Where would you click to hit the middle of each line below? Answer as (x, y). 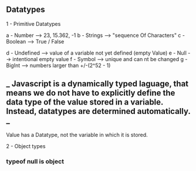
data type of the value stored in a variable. (85, 102)
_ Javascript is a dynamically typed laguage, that (97, 84)
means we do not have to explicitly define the (91, 93)
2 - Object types (26, 146)
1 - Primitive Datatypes (33, 24)
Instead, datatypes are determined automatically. (98, 111)
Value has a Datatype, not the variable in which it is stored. (77, 135)
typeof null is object (35, 161)
